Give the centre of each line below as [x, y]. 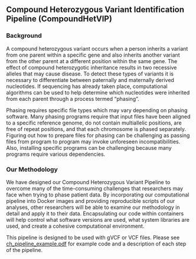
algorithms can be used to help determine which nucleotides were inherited [98, 92]
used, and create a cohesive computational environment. [75, 226]
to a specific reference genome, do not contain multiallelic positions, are [94, 123]
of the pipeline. [24, 250]
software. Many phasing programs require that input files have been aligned [98, 116]
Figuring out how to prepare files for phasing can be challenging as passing [98, 135]
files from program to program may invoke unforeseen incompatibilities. [93, 142]
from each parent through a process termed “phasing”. [73, 99]
